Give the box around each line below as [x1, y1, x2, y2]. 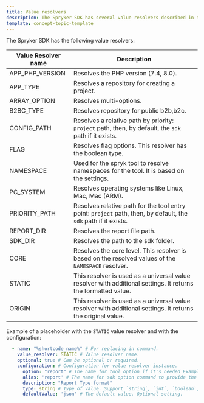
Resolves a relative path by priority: [73, 116, 174, 125]
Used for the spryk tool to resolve [73, 159, 169, 167]
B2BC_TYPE [9, 107, 44, 115]
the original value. [73, 312, 124, 320]
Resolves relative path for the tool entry [73, 201, 186, 210]
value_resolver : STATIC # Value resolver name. [17, 351, 140, 358]
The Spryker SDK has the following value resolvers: [6, 37, 135, 44]
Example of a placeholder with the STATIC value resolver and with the [6, 328, 179, 335]
